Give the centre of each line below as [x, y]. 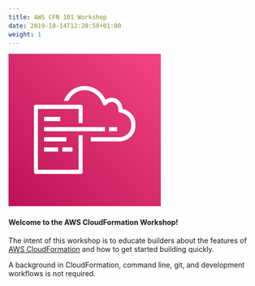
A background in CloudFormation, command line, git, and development [127, 265]
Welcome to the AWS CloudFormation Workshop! [93, 222]
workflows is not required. [52, 273]
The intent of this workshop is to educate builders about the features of [128, 240]
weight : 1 [25, 34]
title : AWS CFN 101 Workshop [58, 17]
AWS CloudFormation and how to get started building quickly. [111, 249]
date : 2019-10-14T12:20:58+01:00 [65, 26]
